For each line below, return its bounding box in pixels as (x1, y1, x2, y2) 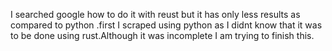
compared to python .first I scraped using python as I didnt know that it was (10, 19, 323, 31)
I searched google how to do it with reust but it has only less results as (10, 9, 301, 20)
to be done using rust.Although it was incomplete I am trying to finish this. (10, 30, 315, 41)
